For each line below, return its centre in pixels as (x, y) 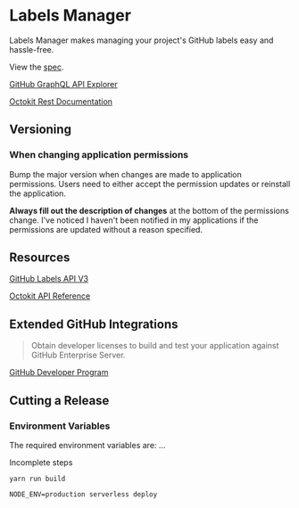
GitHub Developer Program (59, 373)
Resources (40, 258)
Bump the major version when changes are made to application (126, 174)
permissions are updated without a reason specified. (106, 229)
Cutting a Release (59, 401)
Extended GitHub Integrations (94, 324)
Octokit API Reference (50, 296)
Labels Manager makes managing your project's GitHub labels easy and (141, 40)
